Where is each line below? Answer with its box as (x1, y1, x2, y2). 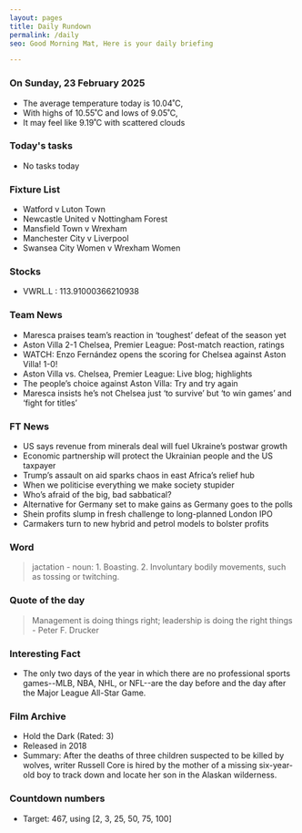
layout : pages (9, 13, 64, 23)
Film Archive (9, 710, 66, 723)
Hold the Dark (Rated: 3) (22, 731, 115, 742)
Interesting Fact (9, 647, 81, 660)
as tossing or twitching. (31, 571, 120, 582)
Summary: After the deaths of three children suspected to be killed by (22, 750, 285, 761)
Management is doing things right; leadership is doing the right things (31, 614, 293, 625)
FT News (9, 420, 50, 433)
